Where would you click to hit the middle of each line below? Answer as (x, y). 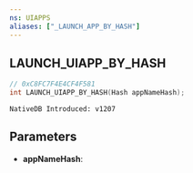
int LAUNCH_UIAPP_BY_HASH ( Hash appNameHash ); (97, 93)
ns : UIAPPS (30, 18)
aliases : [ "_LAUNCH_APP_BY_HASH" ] (75, 26)
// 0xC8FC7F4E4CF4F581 (52, 84)
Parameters (43, 137)
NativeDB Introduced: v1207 (63, 109)
